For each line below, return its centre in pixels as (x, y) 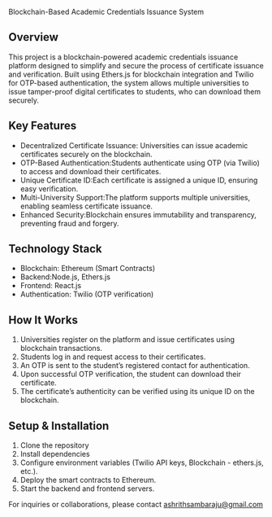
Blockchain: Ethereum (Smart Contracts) (88, 269)
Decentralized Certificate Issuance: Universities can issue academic (134, 145)
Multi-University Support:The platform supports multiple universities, (135, 197)
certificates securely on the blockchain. (86, 154)
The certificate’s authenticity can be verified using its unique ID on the (138, 392)
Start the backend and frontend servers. (87, 489)
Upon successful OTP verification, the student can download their (131, 375)
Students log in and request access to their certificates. (113, 357)
